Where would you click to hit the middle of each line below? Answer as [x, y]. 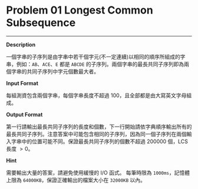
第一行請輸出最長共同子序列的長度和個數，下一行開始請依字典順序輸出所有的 [99, 127]
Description [21, 44]
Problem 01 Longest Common [80, 10]
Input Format [22, 83]
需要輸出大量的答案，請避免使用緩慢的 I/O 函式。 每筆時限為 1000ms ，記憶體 [98, 173]
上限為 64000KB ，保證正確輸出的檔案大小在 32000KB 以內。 [76, 180]
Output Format [24, 114]
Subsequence [41, 23]
